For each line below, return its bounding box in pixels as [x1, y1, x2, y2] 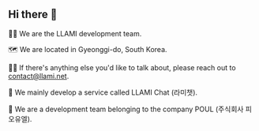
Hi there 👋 [8, 8, 58, 21]
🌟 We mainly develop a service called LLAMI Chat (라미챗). [8, 88, 198, 97]
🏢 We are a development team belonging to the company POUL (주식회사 [8, 104, 244, 114]
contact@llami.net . [8, 71, 69, 80]
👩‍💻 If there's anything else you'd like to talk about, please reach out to [8, 62, 236, 72]
